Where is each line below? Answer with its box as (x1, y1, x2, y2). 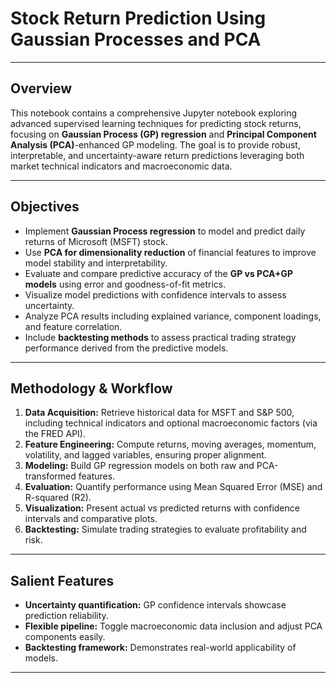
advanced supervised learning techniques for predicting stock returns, (10, 117, 302, 129)
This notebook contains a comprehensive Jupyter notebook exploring (10, 107, 298, 119)
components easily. (24, 631, 106, 643)
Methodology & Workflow (10, 380, 173, 397)
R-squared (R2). (24, 492, 92, 504)
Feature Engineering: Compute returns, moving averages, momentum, (24, 438, 317, 451)
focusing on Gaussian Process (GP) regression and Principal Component (10, 128, 317, 140)
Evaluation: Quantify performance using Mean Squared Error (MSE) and (24, 481, 323, 493)
